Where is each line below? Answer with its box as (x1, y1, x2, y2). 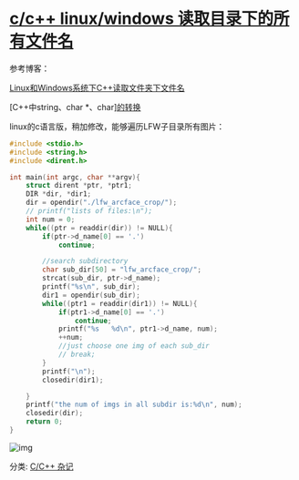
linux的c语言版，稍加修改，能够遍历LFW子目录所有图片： (9, 120, 225, 132)
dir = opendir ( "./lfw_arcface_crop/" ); (26, 198, 178, 208)
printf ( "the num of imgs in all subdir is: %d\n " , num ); (26, 400, 243, 410)
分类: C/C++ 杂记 (9, 461, 74, 472)
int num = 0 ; (26, 215, 76, 224)
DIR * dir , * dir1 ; (26, 189, 92, 199)
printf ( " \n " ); (42, 366, 96, 376)
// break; (57, 350, 96, 360)
